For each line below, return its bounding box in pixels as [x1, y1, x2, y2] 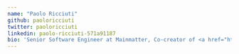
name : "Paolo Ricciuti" [7, 10, 78, 18]
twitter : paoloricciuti [7, 23, 78, 30]
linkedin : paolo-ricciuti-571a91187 [7, 29, 116, 37]
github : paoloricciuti [7, 17, 75, 24]
